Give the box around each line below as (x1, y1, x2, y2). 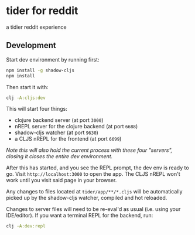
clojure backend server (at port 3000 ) (14, 117, 104, 124)
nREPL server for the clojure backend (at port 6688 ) (14, 123, 138, 130)
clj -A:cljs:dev (6, 95, 46, 101)
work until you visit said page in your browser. (6, 177, 117, 184)
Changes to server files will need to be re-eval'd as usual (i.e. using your (6, 206, 181, 213)
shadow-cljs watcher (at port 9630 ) (14, 129, 98, 136)
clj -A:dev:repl (6, 223, 46, 229)
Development (6, 40, 57, 50)
